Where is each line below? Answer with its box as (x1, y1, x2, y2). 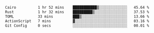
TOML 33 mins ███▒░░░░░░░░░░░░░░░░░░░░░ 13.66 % (5, 14, 150, 19)
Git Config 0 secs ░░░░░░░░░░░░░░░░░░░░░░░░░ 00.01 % (5, 23, 150, 28)
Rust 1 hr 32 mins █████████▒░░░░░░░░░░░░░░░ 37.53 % (5, 9, 150, 15)
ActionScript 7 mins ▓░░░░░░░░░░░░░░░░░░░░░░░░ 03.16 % (5, 18, 150, 23)
